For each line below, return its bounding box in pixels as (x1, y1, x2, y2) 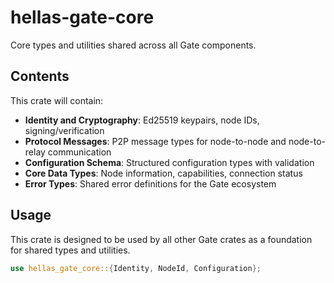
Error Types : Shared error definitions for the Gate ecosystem (24, 177, 277, 190)
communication (47, 146, 112, 158)
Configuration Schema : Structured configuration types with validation (24, 156, 315, 168)
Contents (10, 68, 70, 85)
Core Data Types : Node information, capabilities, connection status (24, 167, 303, 179)
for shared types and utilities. (10, 244, 131, 256)
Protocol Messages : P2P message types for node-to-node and (24, 135, 287, 147)
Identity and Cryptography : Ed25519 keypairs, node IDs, (24, 114, 260, 126)
